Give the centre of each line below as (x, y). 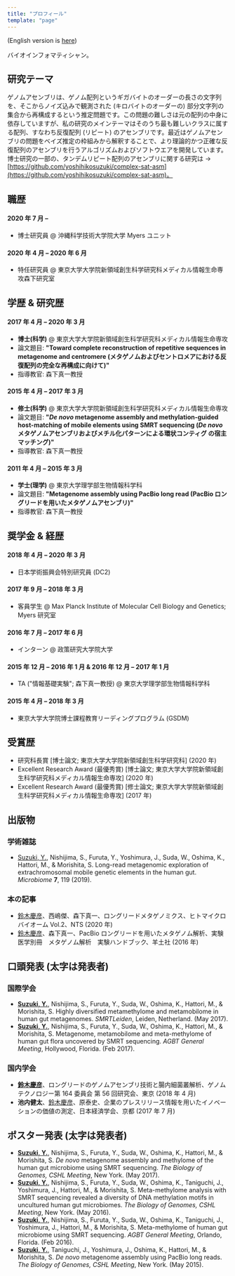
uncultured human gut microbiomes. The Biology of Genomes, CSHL (116, 1205)
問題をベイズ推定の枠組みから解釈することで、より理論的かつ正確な (124, 141)
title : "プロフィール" (37, 14)
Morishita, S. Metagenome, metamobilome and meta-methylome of (114, 1034)
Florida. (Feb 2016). (46, 1242)
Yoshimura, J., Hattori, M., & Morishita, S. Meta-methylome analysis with (122, 1190)
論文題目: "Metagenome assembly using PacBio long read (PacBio (115, 494)
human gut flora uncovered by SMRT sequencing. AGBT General (110, 1041)
